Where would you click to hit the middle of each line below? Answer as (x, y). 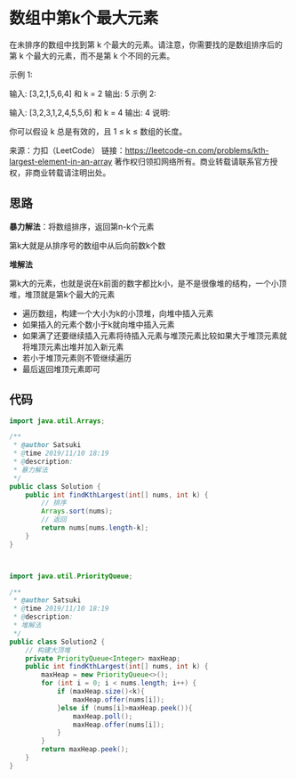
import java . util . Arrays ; (57, 421)
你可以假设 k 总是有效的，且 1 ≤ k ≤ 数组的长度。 (98, 131)
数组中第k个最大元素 (84, 18)
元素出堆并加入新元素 (85, 346)
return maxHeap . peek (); (85, 750)
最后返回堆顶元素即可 (61, 369)
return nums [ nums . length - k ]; (95, 528)
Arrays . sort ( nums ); (77, 511)
